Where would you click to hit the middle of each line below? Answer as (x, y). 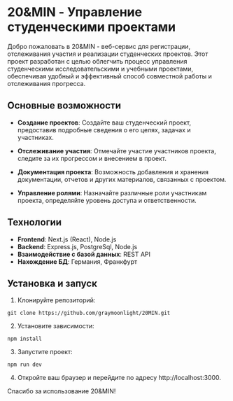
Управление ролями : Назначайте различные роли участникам (112, 192)
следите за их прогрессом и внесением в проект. (92, 158)
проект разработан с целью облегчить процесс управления (97, 61)
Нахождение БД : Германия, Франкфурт (77, 261)
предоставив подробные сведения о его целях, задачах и (104, 129)
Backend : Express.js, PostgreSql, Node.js (77, 246)
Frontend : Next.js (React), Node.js (67, 239)
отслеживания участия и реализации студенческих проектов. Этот (108, 54)
